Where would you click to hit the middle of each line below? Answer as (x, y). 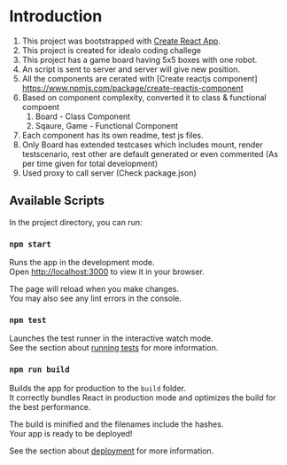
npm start (30, 244)
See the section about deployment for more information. (112, 451)
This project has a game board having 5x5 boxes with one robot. (140, 59)
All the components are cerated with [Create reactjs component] (140, 78)
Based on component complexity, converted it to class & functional (144, 97)
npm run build (39, 370)
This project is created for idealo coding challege (112, 50)
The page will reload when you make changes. (94, 289)
